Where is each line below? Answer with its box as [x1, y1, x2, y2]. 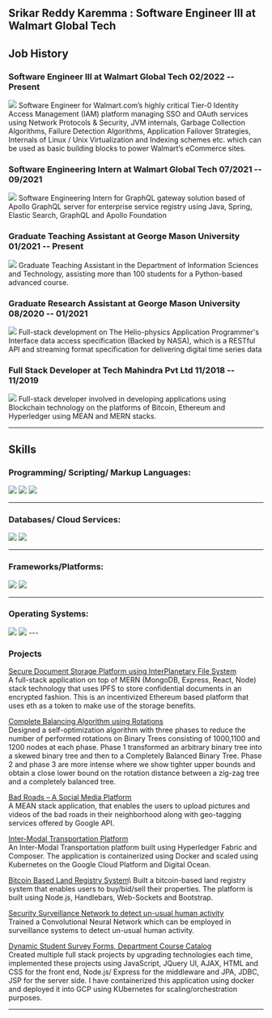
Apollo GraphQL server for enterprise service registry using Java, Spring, [8, 202, 253, 211]
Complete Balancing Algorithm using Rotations [8, 717, 164, 726]
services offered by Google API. [8, 818, 115, 828]
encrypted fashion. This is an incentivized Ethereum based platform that [8, 692, 249, 702]
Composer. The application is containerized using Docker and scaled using [8, 851, 259, 861]
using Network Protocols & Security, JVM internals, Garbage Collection [8, 117, 245, 128]
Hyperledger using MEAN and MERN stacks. [8, 411, 156, 421]
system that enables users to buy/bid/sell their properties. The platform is [8, 884, 253, 894]
